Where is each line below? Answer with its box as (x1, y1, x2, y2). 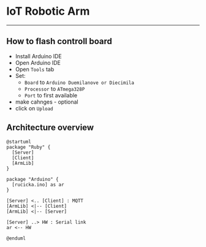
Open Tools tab (15, 66, 55, 73)
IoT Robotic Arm (6, 4, 90, 18)
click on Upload (15, 104, 53, 112)
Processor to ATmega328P (24, 85, 85, 93)
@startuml (6, 139, 32, 145)
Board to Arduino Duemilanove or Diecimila (24, 78, 135, 86)
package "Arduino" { (6, 176, 59, 182)
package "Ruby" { (6, 144, 51, 150)
